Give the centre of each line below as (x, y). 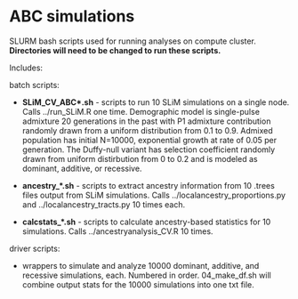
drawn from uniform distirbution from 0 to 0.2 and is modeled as (140, 158)
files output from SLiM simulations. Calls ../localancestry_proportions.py (154, 195)
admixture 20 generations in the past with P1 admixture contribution (146, 121)
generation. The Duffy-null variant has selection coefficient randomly (149, 149)
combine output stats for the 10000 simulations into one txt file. (138, 284)
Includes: (26, 68)
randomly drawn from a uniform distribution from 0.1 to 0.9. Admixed (147, 130)
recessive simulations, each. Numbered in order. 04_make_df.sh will (146, 275)
